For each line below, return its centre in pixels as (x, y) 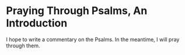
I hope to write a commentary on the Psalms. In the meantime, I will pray (93, 39)
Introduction (37, 23)
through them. (23, 46)
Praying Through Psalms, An (77, 11)
